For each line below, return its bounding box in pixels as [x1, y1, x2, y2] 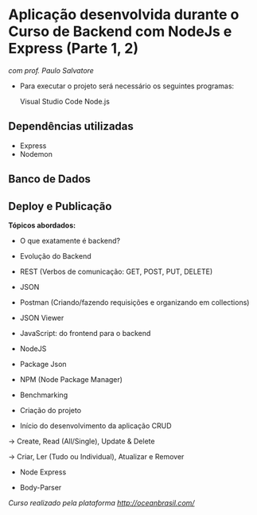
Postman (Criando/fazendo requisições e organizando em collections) [19, 297, 250, 307]
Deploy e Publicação [8, 199, 112, 213]
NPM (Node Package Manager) [19, 374, 123, 384]
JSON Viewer [19, 313, 64, 322]
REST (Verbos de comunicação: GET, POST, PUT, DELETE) [19, 267, 213, 276]
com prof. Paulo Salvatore [8, 65, 94, 75]
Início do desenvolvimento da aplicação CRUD [19, 420, 173, 431]
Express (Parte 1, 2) [8, 40, 139, 57]
